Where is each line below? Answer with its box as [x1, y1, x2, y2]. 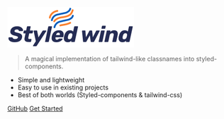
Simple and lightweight [17, 76, 85, 84]
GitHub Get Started [7, 104, 63, 113]
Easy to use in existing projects [17, 83, 108, 92]
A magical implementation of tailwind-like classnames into [24, 55, 195, 63]
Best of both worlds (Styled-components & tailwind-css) [17, 91, 183, 99]
